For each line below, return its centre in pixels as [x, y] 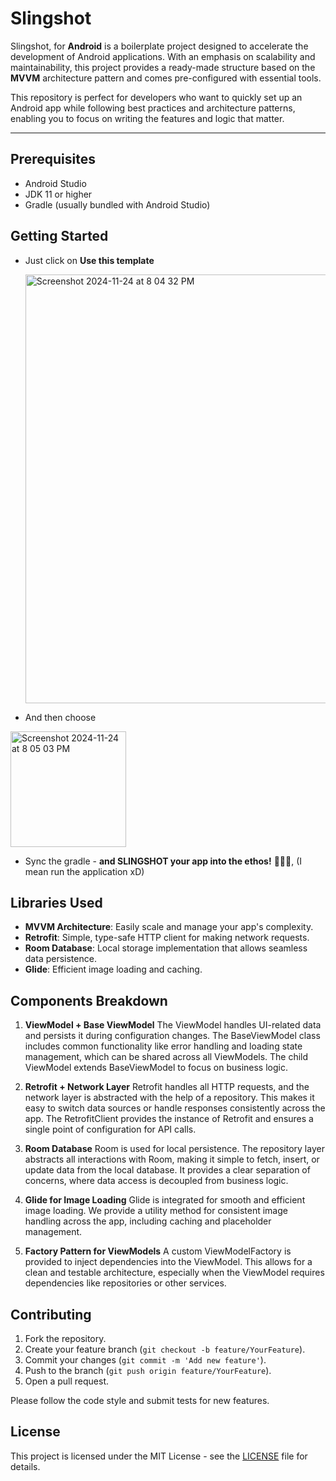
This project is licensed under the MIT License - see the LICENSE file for [159, 1456]
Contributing [51, 1314]
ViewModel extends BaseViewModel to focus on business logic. [156, 1068]
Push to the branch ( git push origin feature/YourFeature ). [148, 1370]
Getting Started [59, 236]
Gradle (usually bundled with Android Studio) [117, 204]
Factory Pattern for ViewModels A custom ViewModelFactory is [158, 1251]
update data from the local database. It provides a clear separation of [167, 1170]
